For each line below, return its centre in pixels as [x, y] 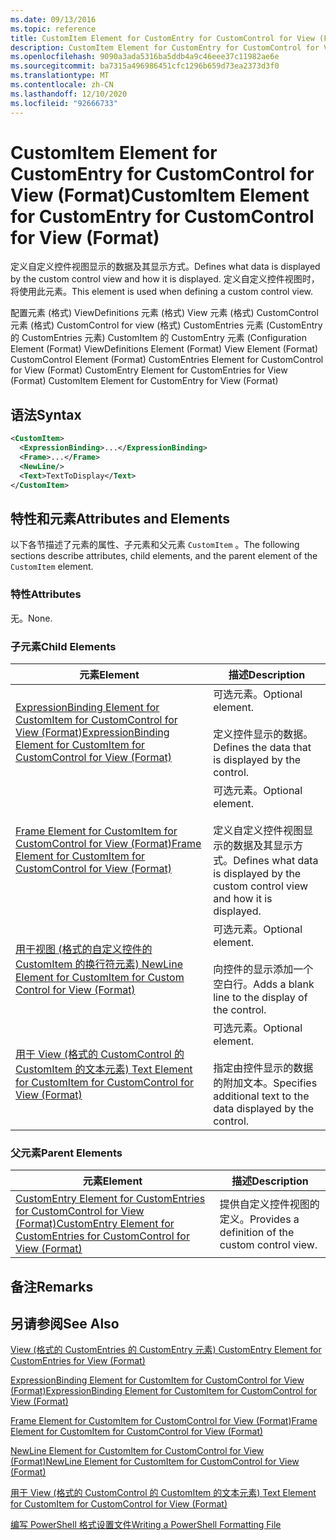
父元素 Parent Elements [66, 1153]
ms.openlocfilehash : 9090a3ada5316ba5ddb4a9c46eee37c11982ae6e [145, 57]
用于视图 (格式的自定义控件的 [84, 949]
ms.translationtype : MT [60, 76]
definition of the [257, 1233]
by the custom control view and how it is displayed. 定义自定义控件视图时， [165, 279]
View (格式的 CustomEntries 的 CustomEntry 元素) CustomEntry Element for [166, 1350]
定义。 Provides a [259, 1219]
